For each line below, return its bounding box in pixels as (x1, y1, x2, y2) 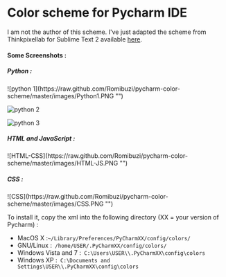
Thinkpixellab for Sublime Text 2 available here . (7, 35, 143, 43)
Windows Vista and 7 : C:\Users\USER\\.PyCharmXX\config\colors (17, 249, 206, 257)
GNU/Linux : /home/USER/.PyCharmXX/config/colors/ (17, 241, 167, 250)
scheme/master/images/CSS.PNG (7, 199, 104, 208)
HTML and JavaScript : (7, 134, 76, 143)
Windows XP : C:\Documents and (17, 256, 110, 265)
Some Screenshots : (7, 51, 67, 60)
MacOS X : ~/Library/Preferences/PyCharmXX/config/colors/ (17, 234, 191, 242)
